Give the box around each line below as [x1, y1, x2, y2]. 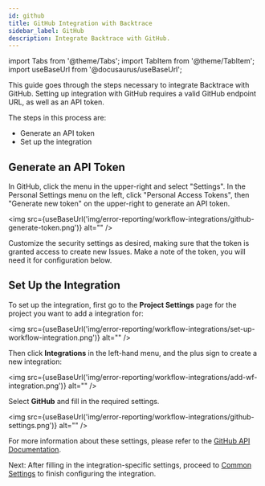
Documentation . [8, 444, 62, 454]
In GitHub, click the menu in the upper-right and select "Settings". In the [8, 182, 247, 191]
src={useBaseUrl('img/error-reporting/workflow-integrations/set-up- [26, 324, 255, 333]
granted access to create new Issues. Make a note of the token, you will [8, 247, 247, 257]
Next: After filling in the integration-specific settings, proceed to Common [8, 459, 251, 470]
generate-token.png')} [8, 223, 83, 233]
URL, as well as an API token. [8, 97, 104, 107]
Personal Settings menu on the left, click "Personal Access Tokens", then [8, 190, 250, 200]
